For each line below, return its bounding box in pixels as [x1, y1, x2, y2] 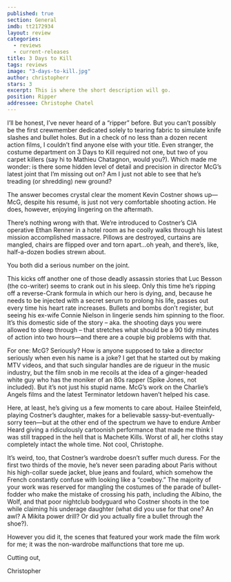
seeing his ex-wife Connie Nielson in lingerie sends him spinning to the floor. [7, 311, 225, 319]
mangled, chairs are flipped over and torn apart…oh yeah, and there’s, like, [7, 240, 219, 249]
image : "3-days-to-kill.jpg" [7, 67, 91, 74]
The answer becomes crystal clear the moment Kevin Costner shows [7, 190, 203, 198]
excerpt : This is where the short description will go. [7, 87, 171, 94]
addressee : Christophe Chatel [7, 100, 94, 107]
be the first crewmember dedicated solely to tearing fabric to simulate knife [7, 125, 222, 134]
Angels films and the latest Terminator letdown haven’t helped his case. [7, 390, 210, 398]
